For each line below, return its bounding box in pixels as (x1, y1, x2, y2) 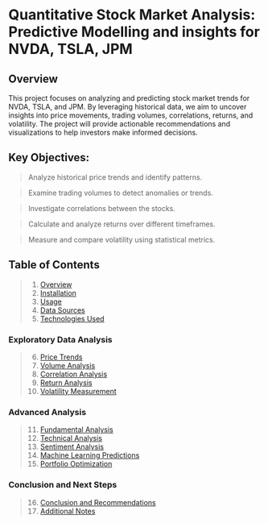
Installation (39, 288, 76, 297)
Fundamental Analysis (39, 425, 114, 434)
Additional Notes (39, 506, 96, 516)
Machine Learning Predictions (39, 450, 140, 460)
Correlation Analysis (39, 369, 108, 379)
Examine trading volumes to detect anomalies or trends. (27, 188, 213, 197)
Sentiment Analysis (39, 442, 105, 452)
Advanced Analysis (8, 406, 87, 417)
